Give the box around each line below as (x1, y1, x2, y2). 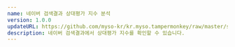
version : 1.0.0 (7, 17, 52, 23)
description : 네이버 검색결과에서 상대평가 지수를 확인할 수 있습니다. (7, 29, 185, 37)
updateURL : (7, 23, 39, 30)
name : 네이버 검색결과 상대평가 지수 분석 (7, 10, 111, 17)
